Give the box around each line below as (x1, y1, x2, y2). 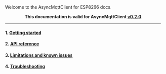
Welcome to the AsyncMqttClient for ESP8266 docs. (5, 4, 112, 10)
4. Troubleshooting (5, 64, 45, 70)
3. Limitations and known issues (5, 52, 73, 58)
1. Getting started (5, 30, 41, 36)
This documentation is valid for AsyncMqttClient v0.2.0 (24, 14, 142, 19)
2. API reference (5, 41, 40, 47)
